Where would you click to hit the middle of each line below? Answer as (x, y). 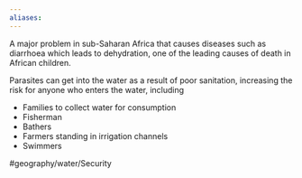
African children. (40, 62)
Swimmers (42, 145)
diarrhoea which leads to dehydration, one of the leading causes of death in (150, 53)
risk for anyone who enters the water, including (97, 89)
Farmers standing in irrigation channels (95, 136)
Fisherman (42, 117)
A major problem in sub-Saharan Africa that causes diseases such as (138, 43)
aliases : (26, 18)
